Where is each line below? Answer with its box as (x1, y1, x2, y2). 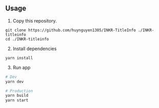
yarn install (5, 55, 33, 60)
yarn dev (5, 79, 24, 84)
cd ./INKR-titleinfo (5, 36, 50, 41)
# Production (5, 88, 33, 94)
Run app (12, 64, 31, 71)
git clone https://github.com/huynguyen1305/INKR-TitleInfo (5, 28, 137, 33)
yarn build (5, 93, 29, 98)
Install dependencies (12, 46, 57, 52)
